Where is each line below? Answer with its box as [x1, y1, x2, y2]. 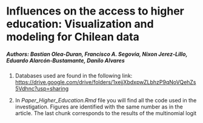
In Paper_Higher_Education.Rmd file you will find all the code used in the [15, 97, 197, 104]
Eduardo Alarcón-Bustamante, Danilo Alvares [6, 56, 125, 64]
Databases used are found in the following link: [15, 72, 133, 79]
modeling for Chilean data [6, 30, 139, 44]
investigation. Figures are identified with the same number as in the [15, 103, 183, 110]
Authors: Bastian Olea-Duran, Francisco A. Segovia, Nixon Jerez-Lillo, [6, 50, 188, 58]
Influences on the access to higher [6, 4, 185, 18]
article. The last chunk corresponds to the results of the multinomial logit [15, 110, 197, 117]
